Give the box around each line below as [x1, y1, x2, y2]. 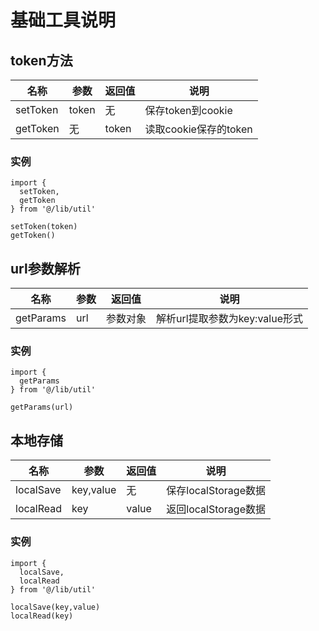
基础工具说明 [10, 9, 117, 32]
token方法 [10, 52, 73, 69]
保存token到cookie [144, 104, 233, 117]
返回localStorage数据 [166, 502, 266, 516]
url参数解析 [10, 260, 81, 277]
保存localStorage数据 [166, 484, 266, 498]
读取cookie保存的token [144, 122, 253, 136]
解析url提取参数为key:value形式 [156, 312, 303, 326]
